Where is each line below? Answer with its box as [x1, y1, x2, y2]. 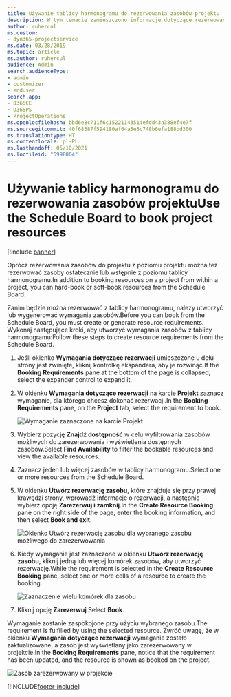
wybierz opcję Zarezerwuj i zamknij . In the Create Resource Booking [16, 501, 214, 509]
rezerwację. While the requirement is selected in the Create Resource [16, 564, 214, 572]
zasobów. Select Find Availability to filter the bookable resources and [16, 445, 214, 453]
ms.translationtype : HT [7, 132, 76, 139]
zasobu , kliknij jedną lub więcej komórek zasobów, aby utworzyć [16, 556, 201, 565]
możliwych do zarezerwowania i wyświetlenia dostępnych [16, 437, 181, 445]
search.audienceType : [7, 68, 69, 74]
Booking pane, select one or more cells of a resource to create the [16, 572, 206, 580]
